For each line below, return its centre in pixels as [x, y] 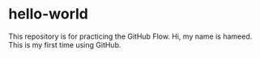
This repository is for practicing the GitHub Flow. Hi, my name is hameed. [130, 36]
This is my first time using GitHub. [65, 44]
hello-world [49, 14]
